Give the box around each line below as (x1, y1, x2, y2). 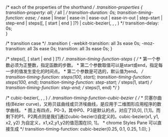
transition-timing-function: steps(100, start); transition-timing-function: (5, 74, 152, 80)
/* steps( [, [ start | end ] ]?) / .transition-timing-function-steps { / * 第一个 (5, 56, 156, 62)
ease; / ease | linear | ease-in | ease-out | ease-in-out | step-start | (25, 15, 163, 20)
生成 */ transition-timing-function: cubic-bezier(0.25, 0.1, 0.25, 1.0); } (9, 126, 151, 132)
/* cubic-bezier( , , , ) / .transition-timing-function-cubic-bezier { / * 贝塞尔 (5, 95, 158, 101)
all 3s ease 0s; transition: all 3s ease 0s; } (27, 46, 113, 51)
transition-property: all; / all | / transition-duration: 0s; (5, 9, 116, 15)
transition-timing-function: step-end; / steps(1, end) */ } (5, 85, 120, 90)
